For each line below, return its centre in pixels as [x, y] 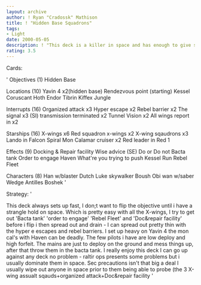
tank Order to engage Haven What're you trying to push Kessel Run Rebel [97, 158]
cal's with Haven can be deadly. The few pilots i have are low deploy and [96, 237]
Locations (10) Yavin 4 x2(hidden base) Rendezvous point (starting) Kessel [98, 91]
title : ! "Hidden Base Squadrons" [49, 23]
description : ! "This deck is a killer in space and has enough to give [99, 46]
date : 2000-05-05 [28, 40]
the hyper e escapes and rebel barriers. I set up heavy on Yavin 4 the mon [98, 231]
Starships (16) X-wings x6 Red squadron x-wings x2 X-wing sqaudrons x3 [97, 133]
